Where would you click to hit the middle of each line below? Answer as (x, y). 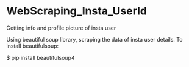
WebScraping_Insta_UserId (77, 11)
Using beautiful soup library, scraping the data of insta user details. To (94, 39)
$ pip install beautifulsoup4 (41, 57)
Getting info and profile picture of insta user (61, 28)
